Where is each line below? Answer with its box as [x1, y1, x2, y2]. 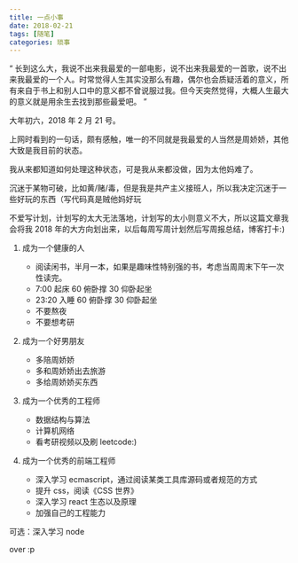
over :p [9, 544, 35, 555]
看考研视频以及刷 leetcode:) [35, 436, 137, 448]
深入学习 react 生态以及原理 [35, 497, 137, 507]
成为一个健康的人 [21, 243, 85, 254]
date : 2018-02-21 [9, 21, 74, 30]
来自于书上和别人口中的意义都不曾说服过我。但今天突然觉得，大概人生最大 [16, 85, 289, 96]
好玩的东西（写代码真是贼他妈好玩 [16, 194, 142, 205]
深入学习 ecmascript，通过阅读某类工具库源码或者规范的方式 [35, 474, 258, 485]
